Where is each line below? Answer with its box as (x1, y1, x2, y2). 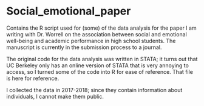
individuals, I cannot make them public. (6, 93, 104, 100)
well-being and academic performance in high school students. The (6, 37, 176, 44)
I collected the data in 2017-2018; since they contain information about (6, 86, 183, 93)
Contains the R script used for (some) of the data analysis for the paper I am (6, 24, 197, 31)
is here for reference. (6, 75, 59, 82)
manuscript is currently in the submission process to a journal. (6, 44, 162, 51)
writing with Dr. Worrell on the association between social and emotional (6, 30, 187, 38)
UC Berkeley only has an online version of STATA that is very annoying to (6, 62, 189, 69)
